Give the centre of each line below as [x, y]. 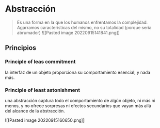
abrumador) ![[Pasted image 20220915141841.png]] [68, 32]
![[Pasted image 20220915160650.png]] [45, 120]
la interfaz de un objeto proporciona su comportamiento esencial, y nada [78, 72]
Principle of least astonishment [42, 90]
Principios [21, 48]
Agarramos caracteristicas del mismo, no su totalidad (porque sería [84, 27]
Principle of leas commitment [40, 62]
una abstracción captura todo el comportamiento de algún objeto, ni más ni [80, 100]
